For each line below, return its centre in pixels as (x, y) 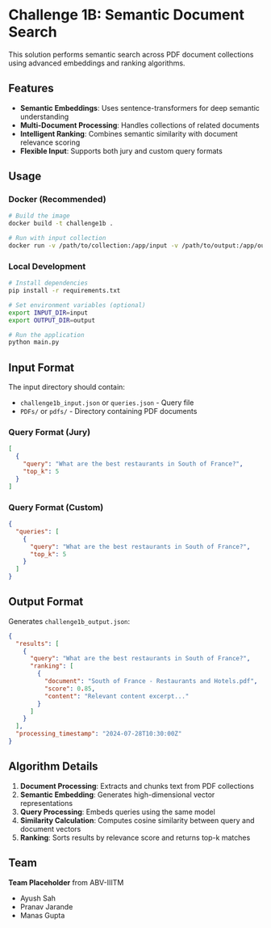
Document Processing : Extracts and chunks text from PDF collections (137, 786)
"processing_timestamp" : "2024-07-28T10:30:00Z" (99, 734)
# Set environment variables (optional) (77, 305)
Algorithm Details (53, 767)
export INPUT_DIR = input (48, 313)
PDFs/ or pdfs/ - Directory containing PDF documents (108, 411)
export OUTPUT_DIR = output (52, 320)
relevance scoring (50, 142)
